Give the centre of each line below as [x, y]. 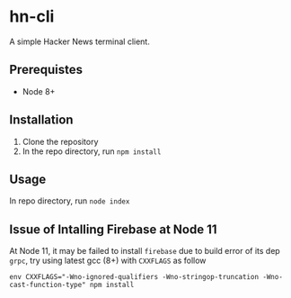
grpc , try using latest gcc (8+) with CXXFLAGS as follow [108, 261]
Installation [41, 120]
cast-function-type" [48, 285]
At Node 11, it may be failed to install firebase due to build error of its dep [145, 251]
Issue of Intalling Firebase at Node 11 [113, 229]
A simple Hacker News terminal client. [79, 41]
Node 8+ [39, 91]
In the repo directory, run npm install [92, 151]
